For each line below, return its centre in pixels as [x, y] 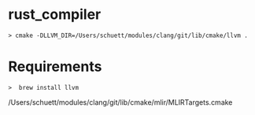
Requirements [55, 67]
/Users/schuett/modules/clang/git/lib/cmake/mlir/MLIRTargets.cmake [120, 102]
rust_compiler [55, 15]
